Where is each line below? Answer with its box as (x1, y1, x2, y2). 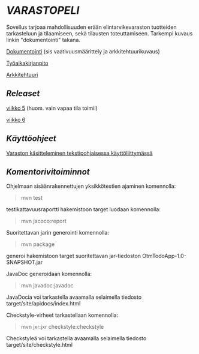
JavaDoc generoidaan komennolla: (6, 271, 92, 278)
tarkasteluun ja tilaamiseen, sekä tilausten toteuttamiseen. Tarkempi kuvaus (6, 29, 193, 37)
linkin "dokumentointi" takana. (6, 36, 81, 43)
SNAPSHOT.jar (6, 259, 43, 266)
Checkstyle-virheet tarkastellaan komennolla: (6, 311, 119, 319)
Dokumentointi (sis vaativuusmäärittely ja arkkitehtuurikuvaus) (6, 47, 160, 55)
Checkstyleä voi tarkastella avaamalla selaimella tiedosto (6, 335, 147, 342)
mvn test (20, 194, 43, 202)
